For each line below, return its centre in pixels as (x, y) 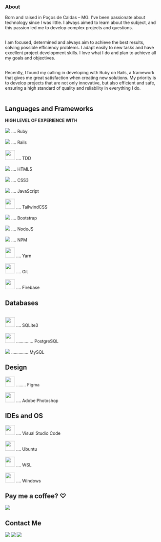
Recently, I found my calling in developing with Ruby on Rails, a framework (80, 73)
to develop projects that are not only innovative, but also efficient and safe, (80, 83)
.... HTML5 (22, 169)
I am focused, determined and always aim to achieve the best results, (75, 42)
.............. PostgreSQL (37, 341)
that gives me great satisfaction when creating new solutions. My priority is (80, 78)
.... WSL (24, 465)
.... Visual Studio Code (38, 433)
